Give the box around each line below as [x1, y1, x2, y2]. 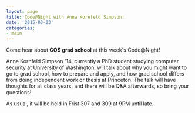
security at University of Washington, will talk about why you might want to [6, 64, 187, 71]
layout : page [6, 8, 38, 15]
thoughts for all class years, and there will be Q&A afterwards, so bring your [6, 83, 190, 90]
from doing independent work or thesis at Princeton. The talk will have [6, 77, 176, 84]
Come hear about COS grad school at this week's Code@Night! [6, 46, 160, 53]
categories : [6, 25, 35, 31]
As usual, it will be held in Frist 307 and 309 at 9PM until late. [6, 100, 154, 107]
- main [6, 30, 22, 36]
